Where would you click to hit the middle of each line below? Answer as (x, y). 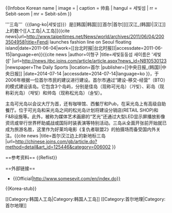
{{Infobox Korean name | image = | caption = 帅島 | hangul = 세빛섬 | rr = (81, 8)
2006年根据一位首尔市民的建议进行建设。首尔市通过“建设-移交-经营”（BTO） (85, 80)
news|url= (16, 36)
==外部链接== (20, 168)
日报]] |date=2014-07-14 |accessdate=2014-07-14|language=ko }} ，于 (84, 73)
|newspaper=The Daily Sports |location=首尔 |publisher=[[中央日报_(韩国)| (84, 67)
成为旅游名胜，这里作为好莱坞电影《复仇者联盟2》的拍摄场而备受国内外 (81, 129)
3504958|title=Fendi (27, 42)
